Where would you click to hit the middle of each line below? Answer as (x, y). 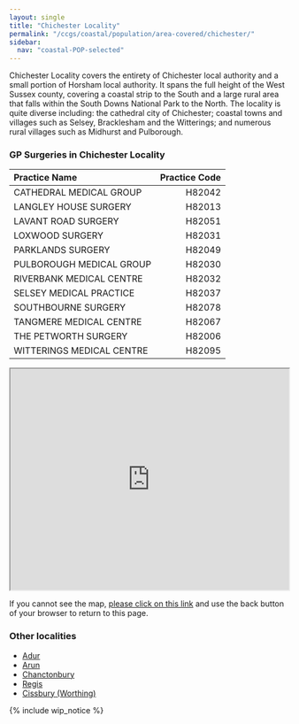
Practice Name (46, 178)
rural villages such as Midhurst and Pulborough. (96, 132)
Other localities (43, 636)
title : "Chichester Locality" (65, 26)
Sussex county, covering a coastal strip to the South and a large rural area (144, 95)
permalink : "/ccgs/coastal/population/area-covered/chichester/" (132, 34)
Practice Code (190, 178)
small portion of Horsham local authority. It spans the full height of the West (147, 85)
